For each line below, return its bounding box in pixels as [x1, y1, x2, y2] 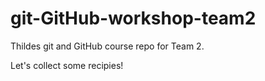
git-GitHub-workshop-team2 [10, 7, 257, 30]
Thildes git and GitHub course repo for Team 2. [10, 40, 205, 52]
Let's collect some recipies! [10, 59, 124, 71]
